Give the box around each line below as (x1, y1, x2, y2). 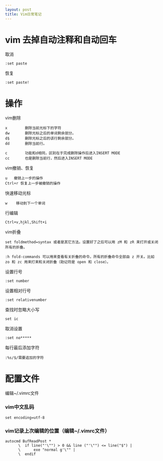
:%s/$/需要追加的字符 (5, 355, 44, 360)
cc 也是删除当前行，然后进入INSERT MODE (5, 156, 93, 161)
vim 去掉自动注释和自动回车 (5, 34, 117, 46)
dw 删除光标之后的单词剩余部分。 (5, 131, 76, 136)
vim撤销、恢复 (5, 165, 34, 171)
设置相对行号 (5, 288, 31, 294)
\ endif (18, 451, 36, 457)
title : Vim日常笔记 (5, 12, 42, 17)
